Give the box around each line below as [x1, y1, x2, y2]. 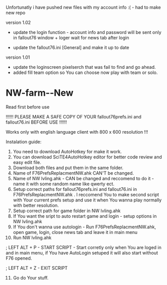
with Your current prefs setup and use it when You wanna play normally [13, 197, 162, 203]
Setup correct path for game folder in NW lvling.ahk [13, 208, 121, 214]
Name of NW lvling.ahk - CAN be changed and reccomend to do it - [13, 175, 154, 181]
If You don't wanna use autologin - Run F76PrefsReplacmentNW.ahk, [13, 224, 156, 230]
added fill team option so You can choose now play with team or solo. [13, 69, 158, 75]
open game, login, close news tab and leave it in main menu [13, 229, 138, 235]
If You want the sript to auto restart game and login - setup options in [13, 213, 157, 219]
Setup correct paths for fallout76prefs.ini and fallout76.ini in [13, 186, 137, 192]
